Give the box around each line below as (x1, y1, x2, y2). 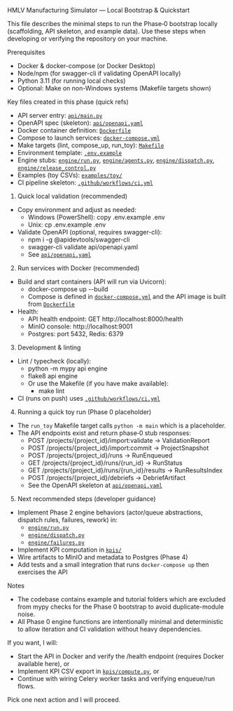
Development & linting (17, 343, 81, 352)
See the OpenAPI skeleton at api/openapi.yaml (27, 481, 163, 489)
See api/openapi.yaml (27, 251, 92, 258)
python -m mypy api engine (27, 364, 108, 373)
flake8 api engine (27, 372, 78, 380)
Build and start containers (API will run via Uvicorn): (17, 277, 167, 286)
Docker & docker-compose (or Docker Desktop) (17, 62, 156, 69)
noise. (17, 610, 36, 618)
